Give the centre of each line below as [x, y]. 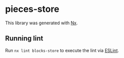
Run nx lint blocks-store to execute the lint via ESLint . [62, 50]
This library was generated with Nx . [41, 23]
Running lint [24, 38]
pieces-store [32, 9]
